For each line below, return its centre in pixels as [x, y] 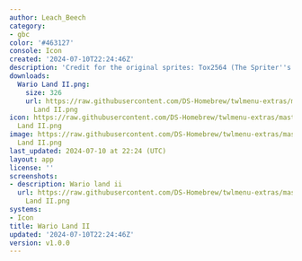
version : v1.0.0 [40, 243]
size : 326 [44, 92]
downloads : [30, 76]
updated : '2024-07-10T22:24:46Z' [72, 234]
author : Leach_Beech [48, 17]
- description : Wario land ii [66, 185]
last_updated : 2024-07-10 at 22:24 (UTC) [88, 151]
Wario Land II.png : [54, 84]
